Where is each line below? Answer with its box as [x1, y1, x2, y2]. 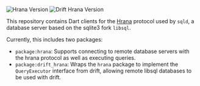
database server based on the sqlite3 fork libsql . [6, 24, 131, 31]
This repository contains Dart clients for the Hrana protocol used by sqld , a [6, 18, 195, 24]
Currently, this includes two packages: [6, 36, 103, 43]
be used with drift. [15, 74, 62, 81]
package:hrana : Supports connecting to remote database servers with [15, 48, 190, 55]
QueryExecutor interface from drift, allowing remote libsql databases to [15, 67, 192, 74]
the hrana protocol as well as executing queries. [15, 54, 136, 61]
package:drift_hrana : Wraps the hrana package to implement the [15, 61, 179, 68]
